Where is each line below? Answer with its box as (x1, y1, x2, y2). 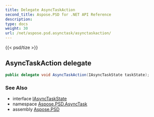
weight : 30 (5, 26, 28, 31)
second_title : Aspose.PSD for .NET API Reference (5, 12, 112, 17)
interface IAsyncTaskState (12, 95, 67, 101)
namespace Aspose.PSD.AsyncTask (12, 101, 88, 107)
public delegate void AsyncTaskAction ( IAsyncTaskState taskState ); (5, 72, 150, 77)
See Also (5, 84, 28, 91)
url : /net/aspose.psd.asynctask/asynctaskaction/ (5, 31, 112, 36)
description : (5, 17, 33, 22)
